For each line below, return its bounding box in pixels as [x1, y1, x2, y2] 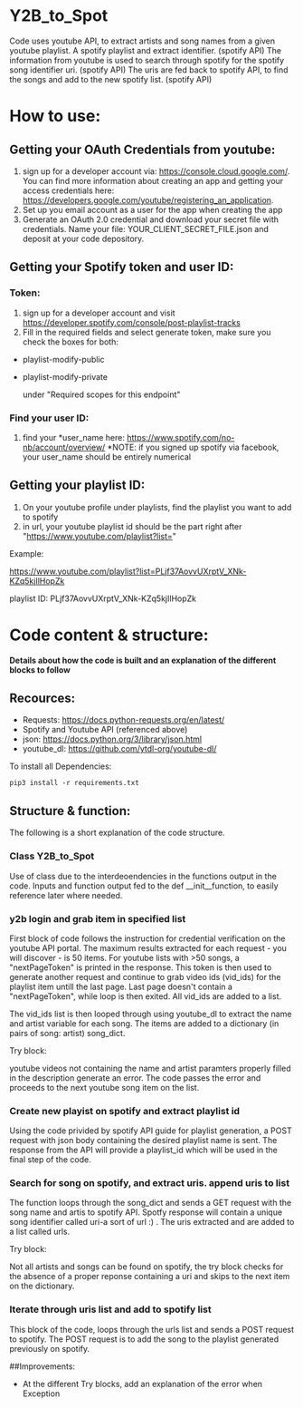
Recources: [9, 691, 76, 706]
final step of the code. [9, 1154, 92, 1165]
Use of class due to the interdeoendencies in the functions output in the [9, 870, 278, 881]
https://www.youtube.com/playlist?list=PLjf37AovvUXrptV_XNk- [9, 566, 247, 577]
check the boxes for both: [22, 336, 119, 347]
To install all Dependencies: [9, 761, 112, 772]
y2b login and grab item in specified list [9, 912, 186, 925]
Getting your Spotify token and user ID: [9, 259, 234, 275]
